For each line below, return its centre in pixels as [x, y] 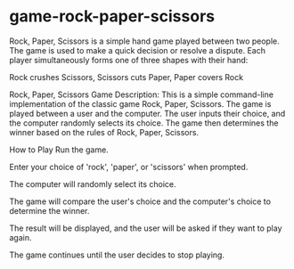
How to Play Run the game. [59, 150]
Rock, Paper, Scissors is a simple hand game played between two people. [145, 41]
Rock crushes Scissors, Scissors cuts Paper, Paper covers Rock [126, 77]
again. [21, 237]
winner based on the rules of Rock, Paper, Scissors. [104, 132]
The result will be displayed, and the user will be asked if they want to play [146, 228]
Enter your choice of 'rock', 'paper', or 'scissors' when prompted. [129, 167]
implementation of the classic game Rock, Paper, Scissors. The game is [140, 103]
